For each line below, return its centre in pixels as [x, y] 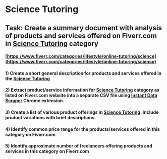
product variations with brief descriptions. [51, 117]
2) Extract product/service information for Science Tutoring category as [82, 90]
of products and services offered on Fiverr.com [81, 35]
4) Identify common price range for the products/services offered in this [82, 129]
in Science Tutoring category [52, 44]
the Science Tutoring [28, 78]
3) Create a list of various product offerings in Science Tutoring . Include [82, 112]
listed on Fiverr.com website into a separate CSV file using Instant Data [81, 95]
